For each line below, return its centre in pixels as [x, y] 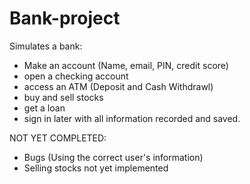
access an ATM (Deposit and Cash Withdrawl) [118, 86]
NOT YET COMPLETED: [58, 138]
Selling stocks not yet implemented [96, 168]
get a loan [44, 108]
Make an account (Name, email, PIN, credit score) [126, 65]
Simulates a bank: [46, 46]
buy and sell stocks [63, 97]
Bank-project [65, 18]
